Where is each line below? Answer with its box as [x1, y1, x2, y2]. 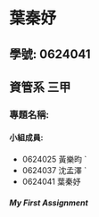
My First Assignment [9, 197, 89, 208]
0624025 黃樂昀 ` [21, 154, 87, 165]
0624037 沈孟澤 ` [21, 165, 87, 176]
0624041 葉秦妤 [21, 176, 81, 188]
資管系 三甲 [9, 79, 71, 95]
